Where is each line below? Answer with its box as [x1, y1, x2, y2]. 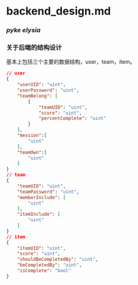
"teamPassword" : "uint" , [17, 189, 80, 195]
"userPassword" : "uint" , [17, 87, 80, 93]
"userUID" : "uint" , [17, 82, 66, 88]
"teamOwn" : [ [17, 149, 47, 155]
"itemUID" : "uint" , [17, 245, 66, 251]
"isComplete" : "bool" [17, 268, 71, 274]
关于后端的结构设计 [6, 44, 62, 52]
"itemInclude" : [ [17, 211, 61, 218]
